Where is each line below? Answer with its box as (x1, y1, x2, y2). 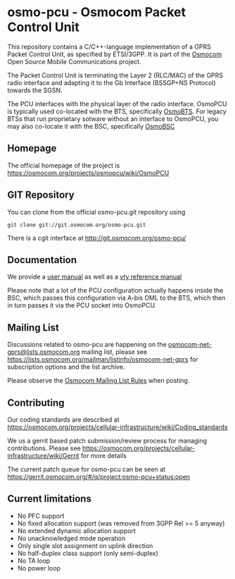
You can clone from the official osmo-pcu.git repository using (7, 208, 186, 216)
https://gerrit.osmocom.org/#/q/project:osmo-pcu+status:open (7, 473, 191, 481)
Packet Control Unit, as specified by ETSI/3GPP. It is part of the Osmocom (7, 50, 222, 58)
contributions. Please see (7, 444, 81, 452)
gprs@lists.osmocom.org (7, 348, 80, 356)
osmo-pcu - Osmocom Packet (7, 4, 186, 20)
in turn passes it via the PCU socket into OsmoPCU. (7, 301, 157, 310)
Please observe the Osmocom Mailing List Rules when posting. (7, 376, 190, 385)
